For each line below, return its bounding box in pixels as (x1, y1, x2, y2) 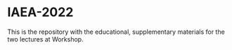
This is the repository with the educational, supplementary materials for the (7, 27, 225, 36)
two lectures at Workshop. (7, 35, 84, 43)
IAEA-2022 (7, 4, 74, 20)
